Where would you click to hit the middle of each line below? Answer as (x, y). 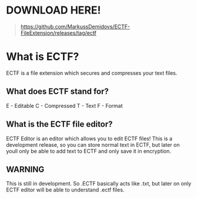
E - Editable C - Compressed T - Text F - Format (64, 105)
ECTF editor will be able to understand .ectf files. (65, 190)
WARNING (25, 169)
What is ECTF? (43, 57)
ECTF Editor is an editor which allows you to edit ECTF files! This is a (89, 138)
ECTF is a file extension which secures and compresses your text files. (92, 73)
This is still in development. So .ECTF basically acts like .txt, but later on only (99, 184)
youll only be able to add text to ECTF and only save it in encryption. (89, 151)
